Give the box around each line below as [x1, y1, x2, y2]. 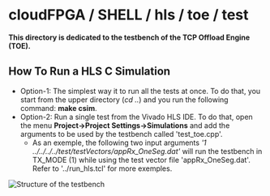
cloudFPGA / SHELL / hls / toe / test [8, 6, 249, 24]
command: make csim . [19, 103, 97, 113]
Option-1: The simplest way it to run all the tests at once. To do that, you [19, 86, 261, 96]
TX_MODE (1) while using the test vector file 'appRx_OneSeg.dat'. [32, 155, 251, 164]
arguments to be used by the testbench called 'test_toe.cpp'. [19, 129, 223, 138]
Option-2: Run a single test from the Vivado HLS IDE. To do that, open [19, 112, 253, 121]
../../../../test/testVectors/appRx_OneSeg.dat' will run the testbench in [32, 146, 263, 156]
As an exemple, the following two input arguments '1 [32, 138, 207, 147]
